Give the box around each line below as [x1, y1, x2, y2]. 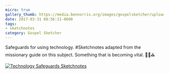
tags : [5, 21, 17, 26]
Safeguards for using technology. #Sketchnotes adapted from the [5, 44, 141, 50]
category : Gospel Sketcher [5, 30, 62, 35]
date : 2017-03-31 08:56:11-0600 [5, 16, 73, 21]
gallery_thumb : [5, 12, 37, 17]
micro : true [5, 7, 30, 12]
